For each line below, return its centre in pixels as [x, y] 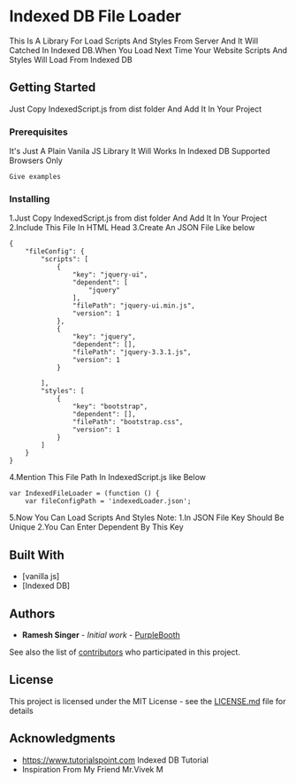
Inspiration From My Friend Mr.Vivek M [92, 769]
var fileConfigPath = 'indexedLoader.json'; [108, 501]
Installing [30, 198]
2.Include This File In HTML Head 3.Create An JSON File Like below [132, 228]
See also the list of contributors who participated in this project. [125, 652]
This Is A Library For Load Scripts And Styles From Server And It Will [134, 41]
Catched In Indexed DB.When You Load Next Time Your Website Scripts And [148, 50]
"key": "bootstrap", [110, 407]
